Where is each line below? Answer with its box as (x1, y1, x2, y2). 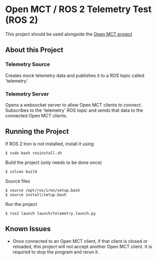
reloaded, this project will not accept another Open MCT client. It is (12, 243, 152, 249)
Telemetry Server (5, 90, 49, 97)
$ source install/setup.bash (5, 192, 67, 197)
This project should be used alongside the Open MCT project (5, 31, 132, 37)
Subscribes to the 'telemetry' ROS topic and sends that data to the (5, 107, 143, 113)
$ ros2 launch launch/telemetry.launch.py (5, 211, 96, 216)
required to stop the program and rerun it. (12, 249, 99, 255)
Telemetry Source (5, 61, 50, 68)
